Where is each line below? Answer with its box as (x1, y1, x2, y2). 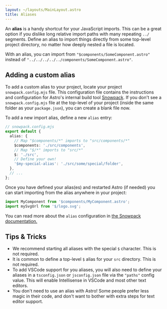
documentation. (5, 218, 38, 224)
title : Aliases (5, 12, 37, 17)
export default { (5, 129, 41, 134)
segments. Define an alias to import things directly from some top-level (5, 36, 151, 42)
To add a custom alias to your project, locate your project (5, 84, 122, 90)
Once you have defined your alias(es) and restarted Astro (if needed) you (5, 184, 156, 190)
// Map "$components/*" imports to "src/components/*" (14, 138, 130, 143)
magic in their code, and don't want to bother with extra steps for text (12, 293, 155, 299)
